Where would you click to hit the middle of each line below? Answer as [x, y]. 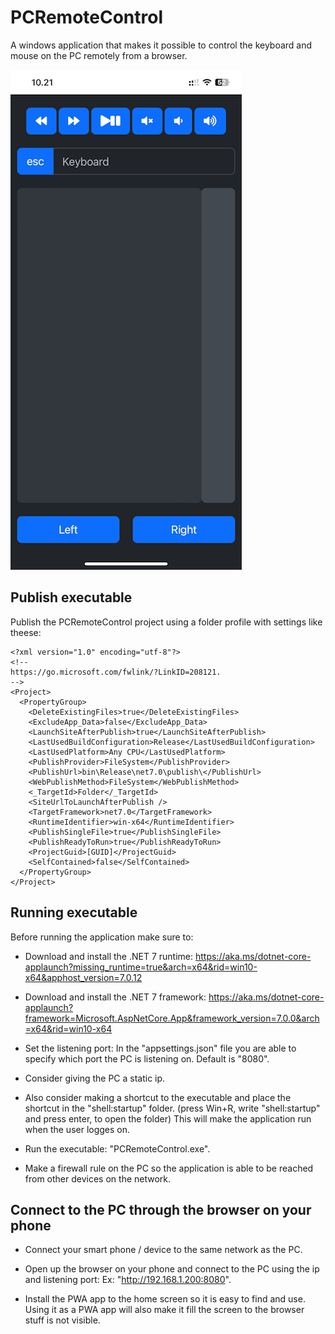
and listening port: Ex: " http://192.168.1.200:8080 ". [128, 1280]
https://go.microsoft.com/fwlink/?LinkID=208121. [116, 672]
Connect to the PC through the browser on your [161, 1209]
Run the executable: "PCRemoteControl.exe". [117, 1148]
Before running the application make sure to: [102, 937]
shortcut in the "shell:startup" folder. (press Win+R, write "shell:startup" [172, 1108]
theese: [26, 632]
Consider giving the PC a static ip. [95, 1078]
